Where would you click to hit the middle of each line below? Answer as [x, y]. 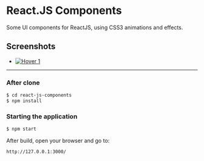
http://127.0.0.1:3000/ [36, 152]
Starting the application [42, 116]
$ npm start [21, 129]
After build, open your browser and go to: [58, 140]
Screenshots [31, 46]
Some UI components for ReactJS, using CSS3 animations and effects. [95, 27]
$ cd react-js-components [39, 95]
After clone [23, 83]
